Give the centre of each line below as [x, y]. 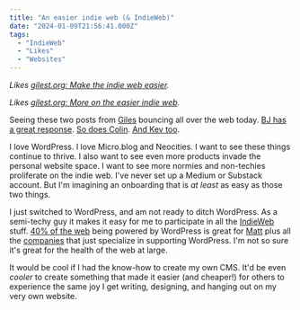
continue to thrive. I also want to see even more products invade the [135, 156]
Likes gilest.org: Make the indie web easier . [89, 85]
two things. [30, 195]
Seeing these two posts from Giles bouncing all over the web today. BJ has [148, 120]
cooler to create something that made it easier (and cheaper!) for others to [147, 277]
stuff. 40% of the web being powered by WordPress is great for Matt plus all [150, 231]
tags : [19, 34]
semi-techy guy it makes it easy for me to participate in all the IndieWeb [142, 221]
